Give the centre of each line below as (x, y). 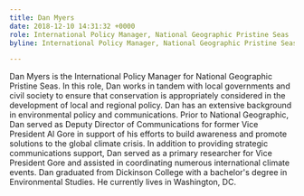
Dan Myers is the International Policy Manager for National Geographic (141, 77)
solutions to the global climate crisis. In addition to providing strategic (139, 144)
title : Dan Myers (42, 18)
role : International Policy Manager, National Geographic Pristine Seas (149, 34)
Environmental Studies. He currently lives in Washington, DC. (123, 182)
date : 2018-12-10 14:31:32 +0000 (72, 26)
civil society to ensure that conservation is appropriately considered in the (147, 96)
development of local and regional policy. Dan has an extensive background (151, 106)
